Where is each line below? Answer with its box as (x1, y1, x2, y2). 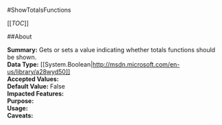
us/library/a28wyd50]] (7, 68, 71, 76)
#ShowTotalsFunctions (7, 6, 72, 14)
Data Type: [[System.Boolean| (7, 60, 93, 68)
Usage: (7, 104, 29, 112)
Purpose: (7, 97, 34, 105)
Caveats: (7, 111, 34, 120)
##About (7, 32, 32, 41)
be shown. (7, 53, 37, 61)
